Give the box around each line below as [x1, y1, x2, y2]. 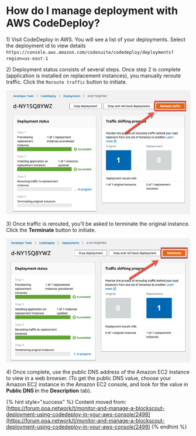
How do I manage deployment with [6, 4, 178, 18]
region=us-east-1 [6, 56, 49, 61]
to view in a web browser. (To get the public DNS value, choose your [6, 375, 171, 382]
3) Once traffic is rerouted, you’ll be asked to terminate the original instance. [6, 220, 190, 227]
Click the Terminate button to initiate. [6, 226, 97, 234]
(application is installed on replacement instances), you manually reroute [6, 72, 181, 79]
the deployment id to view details [6, 42, 86, 49]
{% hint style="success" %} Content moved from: [6, 399, 127, 406]
